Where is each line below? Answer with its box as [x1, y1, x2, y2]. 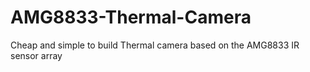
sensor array [10, 49, 63, 61]
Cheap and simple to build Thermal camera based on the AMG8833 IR [10, 39, 300, 51]
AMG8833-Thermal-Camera [10, 6, 252, 29]
